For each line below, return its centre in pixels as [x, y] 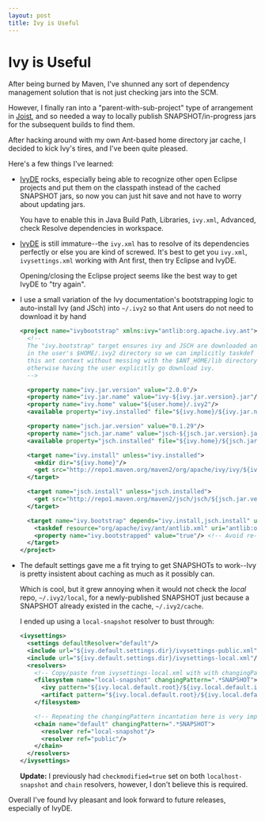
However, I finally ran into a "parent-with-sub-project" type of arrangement [131, 108]
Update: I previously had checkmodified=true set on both [112, 776]
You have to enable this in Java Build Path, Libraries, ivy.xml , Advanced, [138, 220]
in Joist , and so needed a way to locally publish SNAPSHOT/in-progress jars [132, 117]
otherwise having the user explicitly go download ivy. [121, 368]
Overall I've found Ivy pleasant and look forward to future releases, [117, 800]
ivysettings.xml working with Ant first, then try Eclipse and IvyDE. [128, 261]
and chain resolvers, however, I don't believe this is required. [149, 785]
